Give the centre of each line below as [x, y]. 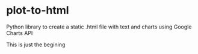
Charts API [20, 33]
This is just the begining [36, 45]
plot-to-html [38, 10]
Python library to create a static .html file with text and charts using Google [99, 27]
